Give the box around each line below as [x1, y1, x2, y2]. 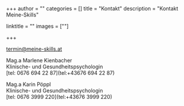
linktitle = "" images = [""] [6, 23, 69, 29]
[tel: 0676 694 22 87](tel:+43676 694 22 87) [6, 69, 115, 76]
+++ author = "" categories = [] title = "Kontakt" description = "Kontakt [6, 5, 179, 12]
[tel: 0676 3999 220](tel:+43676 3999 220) [6, 94, 113, 100]
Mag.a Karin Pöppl [6, 81, 51, 88]
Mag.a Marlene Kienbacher [6, 57, 73, 64]
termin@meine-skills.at [6, 45, 63, 52]
